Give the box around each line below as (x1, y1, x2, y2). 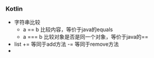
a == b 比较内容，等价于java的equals (22, 26, 113, 33)
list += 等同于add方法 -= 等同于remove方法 (14, 40, 119, 48)
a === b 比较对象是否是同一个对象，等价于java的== (22, 33, 149, 40)
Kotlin (5, 5, 23, 13)
